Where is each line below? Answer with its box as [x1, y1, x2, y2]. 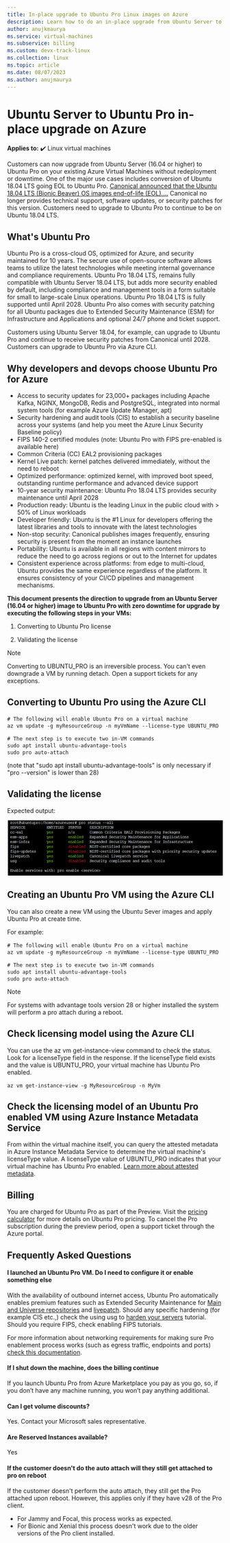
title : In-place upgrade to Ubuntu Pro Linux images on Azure [7, 11, 188, 18]
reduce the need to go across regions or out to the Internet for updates [16, 552, 218, 561]
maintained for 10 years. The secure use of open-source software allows [7, 257, 212, 265]
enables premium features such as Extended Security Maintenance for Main [7, 1298, 222, 1306]
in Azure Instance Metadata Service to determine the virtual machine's [7, 1148, 206, 1156]
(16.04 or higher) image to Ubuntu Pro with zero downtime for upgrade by [7, 602, 220, 610]
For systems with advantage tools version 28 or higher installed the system [7, 1000, 219, 1009]
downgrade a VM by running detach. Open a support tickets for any [7, 670, 198, 678]
